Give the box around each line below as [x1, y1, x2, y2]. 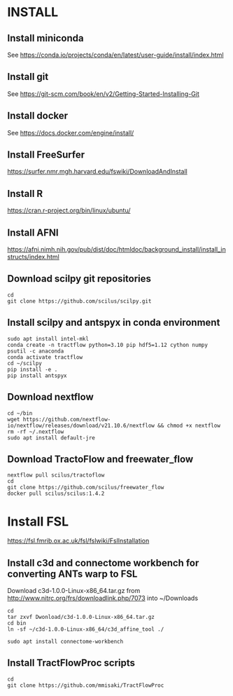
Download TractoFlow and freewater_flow [7, 453, 194, 465]
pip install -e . [7, 366, 58, 373]
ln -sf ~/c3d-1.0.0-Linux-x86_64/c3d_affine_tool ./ [7, 626, 164, 633]
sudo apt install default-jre [7, 434, 96, 442]
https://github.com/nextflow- [22, 416, 111, 423]
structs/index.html [7, 253, 59, 261]
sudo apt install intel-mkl [7, 335, 90, 342]
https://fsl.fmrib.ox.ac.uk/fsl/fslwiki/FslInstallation [7, 537, 150, 545]
